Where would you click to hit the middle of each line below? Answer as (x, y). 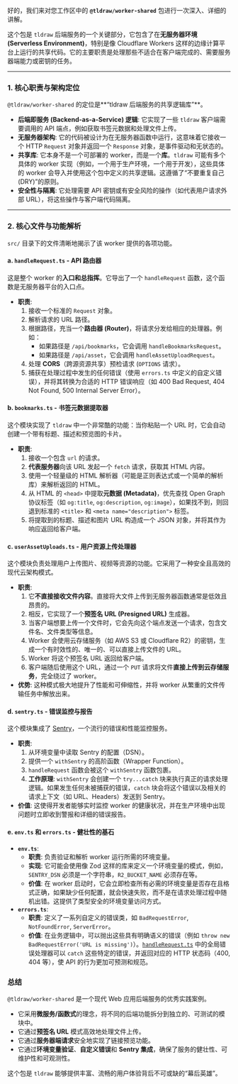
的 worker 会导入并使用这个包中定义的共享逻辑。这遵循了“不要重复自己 (121, 173)
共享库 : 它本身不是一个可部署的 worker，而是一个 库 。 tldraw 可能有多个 (121, 155)
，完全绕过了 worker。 (67, 676)
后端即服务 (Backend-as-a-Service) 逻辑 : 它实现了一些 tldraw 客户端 (119, 120)
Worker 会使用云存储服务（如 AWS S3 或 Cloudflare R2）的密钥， (124, 641)
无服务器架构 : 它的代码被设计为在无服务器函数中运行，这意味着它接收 (119, 138)
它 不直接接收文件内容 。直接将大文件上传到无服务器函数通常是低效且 (127, 596)
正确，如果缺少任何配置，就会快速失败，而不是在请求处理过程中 (127, 892)
